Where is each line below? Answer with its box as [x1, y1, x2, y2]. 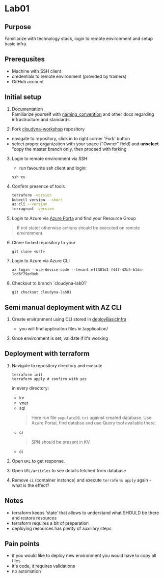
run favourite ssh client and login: [19, 165, 87, 171]
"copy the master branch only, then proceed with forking [11, 146, 127, 152]
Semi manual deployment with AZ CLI [4, 303, 122, 312]
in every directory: [11, 385, 49, 391]
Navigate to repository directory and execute [11, 362, 103, 368]
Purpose [4, 23, 31, 31]
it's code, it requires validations [11, 563, 76, 569]
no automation [11, 568, 41, 574]
